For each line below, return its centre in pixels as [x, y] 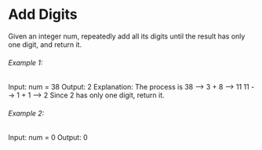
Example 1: [25, 62]
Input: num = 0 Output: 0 [48, 137]
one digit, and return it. [45, 44]
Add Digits [43, 15]
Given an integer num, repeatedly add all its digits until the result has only [127, 36]
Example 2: [26, 113]
